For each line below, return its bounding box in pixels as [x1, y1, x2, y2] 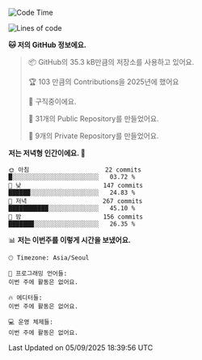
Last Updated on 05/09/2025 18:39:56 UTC [8, 343, 154, 352]
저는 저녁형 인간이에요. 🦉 [8, 148, 86, 158]
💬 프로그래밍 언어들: [8, 269, 68, 277]
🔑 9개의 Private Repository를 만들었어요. [27, 131, 159, 141]
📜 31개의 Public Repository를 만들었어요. [27, 114, 159, 123]
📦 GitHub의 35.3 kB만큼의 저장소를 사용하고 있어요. [27, 57, 195, 66]
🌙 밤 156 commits [8, 213, 144, 221]
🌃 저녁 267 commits [8, 197, 143, 205]
